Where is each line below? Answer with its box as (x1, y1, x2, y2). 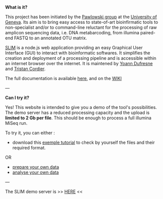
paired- (140, 30, 156, 35)
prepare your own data (12, 164, 59, 170)
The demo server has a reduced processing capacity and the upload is (5, 109, 150, 115)
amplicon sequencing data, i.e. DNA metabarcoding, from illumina (5, 30, 140, 35)
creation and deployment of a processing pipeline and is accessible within (5, 55, 157, 61)
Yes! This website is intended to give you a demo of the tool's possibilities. (5, 104, 157, 110)
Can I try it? (5, 95, 30, 100)
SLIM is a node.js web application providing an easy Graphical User (5, 45, 143, 50)
